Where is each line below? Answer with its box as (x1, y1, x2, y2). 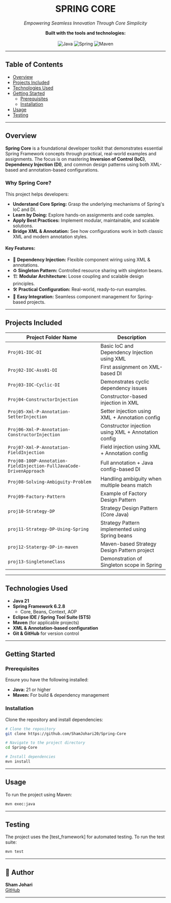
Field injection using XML (100, 443, 161, 450)
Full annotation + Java (100, 459, 154, 466)
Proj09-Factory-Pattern (8, 493, 66, 500)
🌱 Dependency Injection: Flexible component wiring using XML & (12, 256, 151, 263)
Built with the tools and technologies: (45, 30, 126, 36)
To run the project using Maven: (5, 791, 72, 797)
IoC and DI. (12, 206, 37, 212)
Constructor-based (100, 393, 148, 400)
